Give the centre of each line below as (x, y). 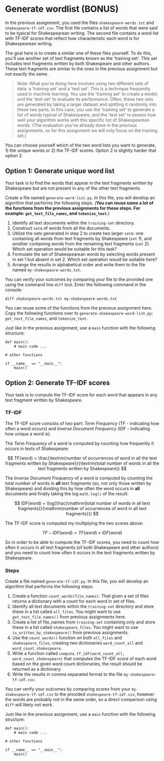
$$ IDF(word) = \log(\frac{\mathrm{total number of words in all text (82, 503)
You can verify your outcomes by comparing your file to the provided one (79, 279)
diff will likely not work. (29, 705)
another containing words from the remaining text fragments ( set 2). (81, 244)
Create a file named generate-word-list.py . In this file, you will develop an (80, 197)
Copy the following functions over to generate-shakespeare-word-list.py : (79, 313)
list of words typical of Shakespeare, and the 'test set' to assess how (86, 114)
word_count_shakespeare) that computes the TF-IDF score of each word (84, 659)
